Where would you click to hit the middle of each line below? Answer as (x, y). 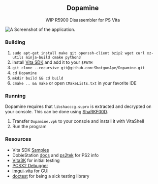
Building (15, 42)
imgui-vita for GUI (30, 171)
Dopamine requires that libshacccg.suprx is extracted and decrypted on (78, 106)
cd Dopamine (24, 73)
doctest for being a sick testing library (51, 176)
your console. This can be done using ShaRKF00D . (57, 112)
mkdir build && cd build (38, 79)
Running (16, 96)
